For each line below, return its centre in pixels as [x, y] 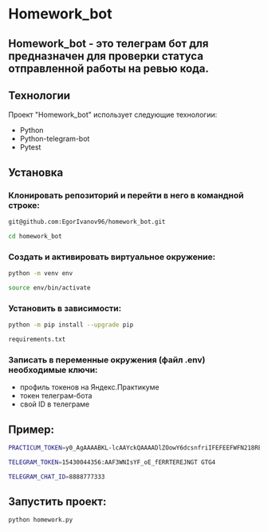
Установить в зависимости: [65, 308]
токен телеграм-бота [56, 396]
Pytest [30, 147]
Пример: [31, 429]
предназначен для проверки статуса [106, 56]
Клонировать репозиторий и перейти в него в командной [126, 195]
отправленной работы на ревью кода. [108, 68]
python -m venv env [41, 274]
